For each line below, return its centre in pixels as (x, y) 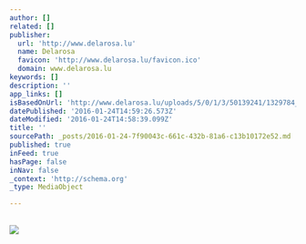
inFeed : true (34, 153)
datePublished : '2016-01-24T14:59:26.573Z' (93, 111)
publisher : (30, 35)
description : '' (40, 86)
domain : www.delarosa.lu (65, 69)
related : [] (32, 26)
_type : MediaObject (46, 188)
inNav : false (34, 170)
